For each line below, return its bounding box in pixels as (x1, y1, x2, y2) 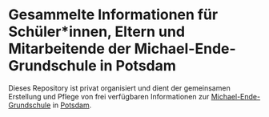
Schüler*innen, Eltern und (8, 22, 186, 41)
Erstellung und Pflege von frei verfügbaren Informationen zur (8, 91, 210, 101)
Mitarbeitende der (8, 40, 131, 58)
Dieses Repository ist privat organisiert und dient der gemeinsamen (8, 83, 231, 93)
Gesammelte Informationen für (8, 6, 219, 24)
